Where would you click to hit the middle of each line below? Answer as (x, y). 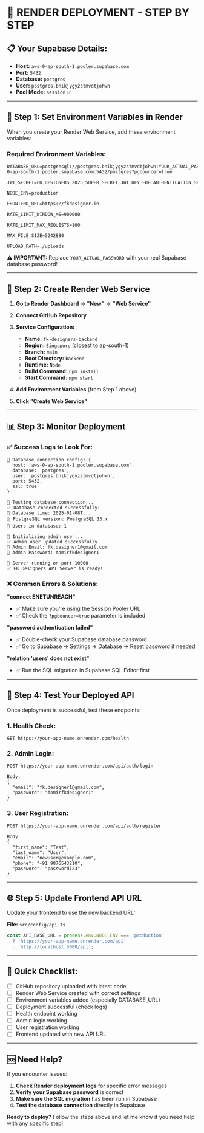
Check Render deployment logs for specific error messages (91, 1086)
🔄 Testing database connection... (51, 502)
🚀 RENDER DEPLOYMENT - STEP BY (98, 12)
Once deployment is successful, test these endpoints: (74, 710)
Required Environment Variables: (57, 154)
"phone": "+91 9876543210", (48, 863)
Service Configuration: (45, 327)
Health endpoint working (46, 1014)
